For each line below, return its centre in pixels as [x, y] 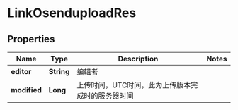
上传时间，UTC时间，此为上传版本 [134, 85]
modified [27, 90]
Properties [31, 39]
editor [21, 72]
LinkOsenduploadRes [72, 13]
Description [138, 59]
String [59, 72]
